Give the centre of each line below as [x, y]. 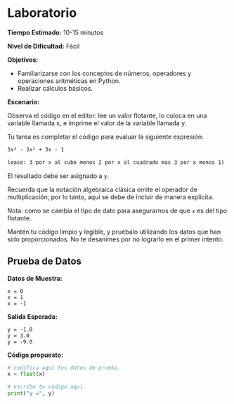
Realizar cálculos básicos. [55, 88]
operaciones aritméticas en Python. [69, 81]
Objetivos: [23, 59]
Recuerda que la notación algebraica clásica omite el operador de [103, 189]
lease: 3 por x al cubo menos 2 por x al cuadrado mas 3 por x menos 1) [116, 162]
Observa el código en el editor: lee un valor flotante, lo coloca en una [107, 115]
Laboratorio [42, 13]
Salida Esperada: [32, 316]
